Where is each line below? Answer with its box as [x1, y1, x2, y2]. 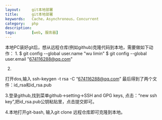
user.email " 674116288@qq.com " [5, 56, 73, 62]
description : [5, 26, 32, 31]
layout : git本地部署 [5, 7, 53, 12]
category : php [5, 21, 39, 26]
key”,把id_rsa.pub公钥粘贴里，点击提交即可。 [5, 99, 97, 104]
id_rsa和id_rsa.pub [13, 82, 52, 88]
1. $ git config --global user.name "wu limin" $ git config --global [14, 50, 147, 56]
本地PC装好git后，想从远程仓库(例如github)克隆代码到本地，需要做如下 [5, 44, 149, 50]
